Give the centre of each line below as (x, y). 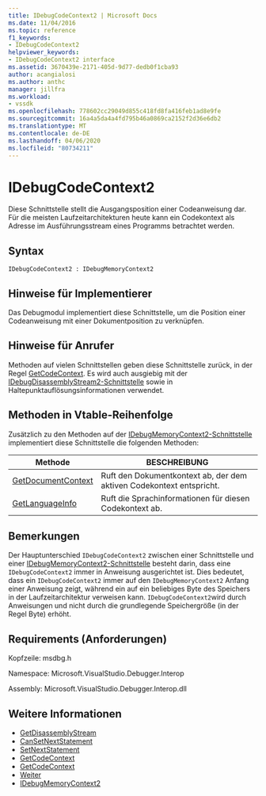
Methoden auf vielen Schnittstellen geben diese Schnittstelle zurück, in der (131, 364)
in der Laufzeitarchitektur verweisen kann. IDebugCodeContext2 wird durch (127, 597)
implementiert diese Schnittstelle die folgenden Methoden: (104, 442)
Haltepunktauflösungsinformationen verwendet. (86, 390)
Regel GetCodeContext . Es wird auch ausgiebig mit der (98, 373)
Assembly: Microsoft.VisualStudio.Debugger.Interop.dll (98, 689)
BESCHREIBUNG (177, 462)
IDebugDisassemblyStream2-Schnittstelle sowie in (91, 382)
